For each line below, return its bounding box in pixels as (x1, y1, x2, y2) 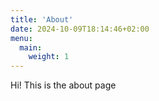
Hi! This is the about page (10, 79, 117, 91)
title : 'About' (10, 14, 74, 25)
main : (19, 42, 43, 53)
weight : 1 (28, 52, 70, 62)
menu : (10, 33, 33, 43)
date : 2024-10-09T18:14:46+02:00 (10, 24, 150, 34)
